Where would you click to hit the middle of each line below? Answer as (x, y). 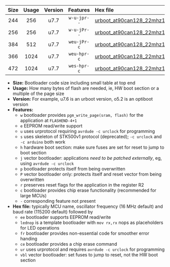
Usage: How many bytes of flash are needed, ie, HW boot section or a (86, 88)
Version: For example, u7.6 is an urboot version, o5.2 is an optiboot (83, 99)
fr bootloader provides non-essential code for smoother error (84, 233)
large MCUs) (33, 196)
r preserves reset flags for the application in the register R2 (82, 185)
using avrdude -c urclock (47, 163)
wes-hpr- (79, 66)
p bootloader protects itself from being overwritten (73, 169)
